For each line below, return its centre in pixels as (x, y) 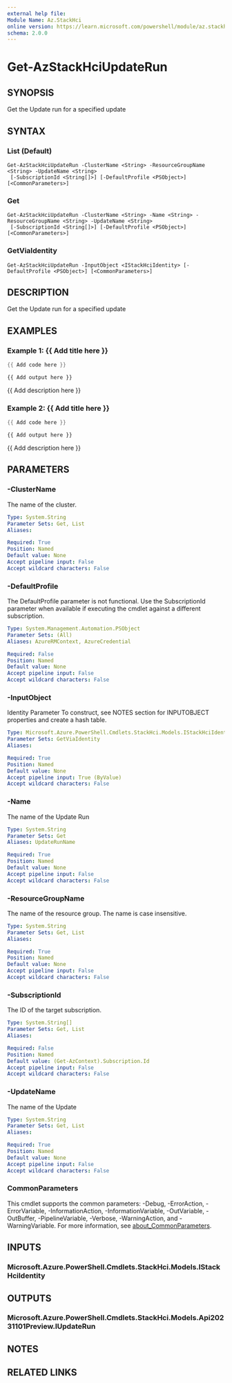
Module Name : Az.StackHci (44, 20)
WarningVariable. (32, 1225)
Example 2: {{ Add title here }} (59, 408)
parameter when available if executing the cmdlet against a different (104, 609)
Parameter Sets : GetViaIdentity (54, 739)
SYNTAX (27, 131)
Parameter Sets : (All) (40, 635)
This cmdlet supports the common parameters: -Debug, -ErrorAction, (106, 1204)
